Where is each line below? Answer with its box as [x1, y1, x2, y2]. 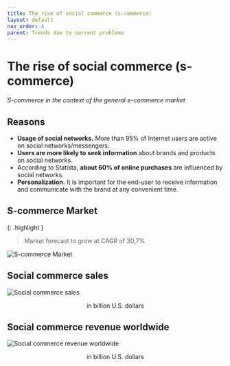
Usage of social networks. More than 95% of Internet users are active [16, 135, 218, 142]
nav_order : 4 [7, 23, 45, 30]
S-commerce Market [7, 205, 98, 217]
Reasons [7, 116, 45, 128]
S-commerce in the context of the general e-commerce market [7, 96, 185, 104]
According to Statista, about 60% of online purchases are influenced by [16, 163, 223, 172]
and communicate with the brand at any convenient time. [16, 185, 179, 193]
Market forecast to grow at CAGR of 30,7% [23, 236, 146, 244]
